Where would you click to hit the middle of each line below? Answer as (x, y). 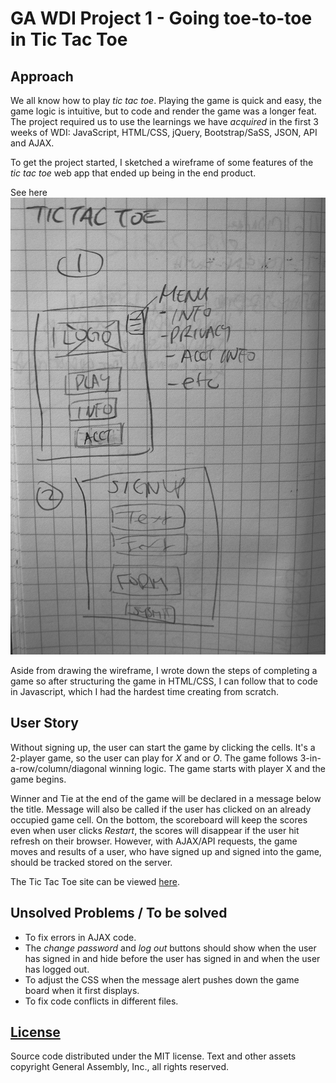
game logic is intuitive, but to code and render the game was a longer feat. (163, 111)
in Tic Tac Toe (69, 39)
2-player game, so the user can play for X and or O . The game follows (154, 758)
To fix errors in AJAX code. (80, 937)
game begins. (38, 779)
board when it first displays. (82, 990)
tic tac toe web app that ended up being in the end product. (133, 173)
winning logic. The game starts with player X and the (217, 768)
